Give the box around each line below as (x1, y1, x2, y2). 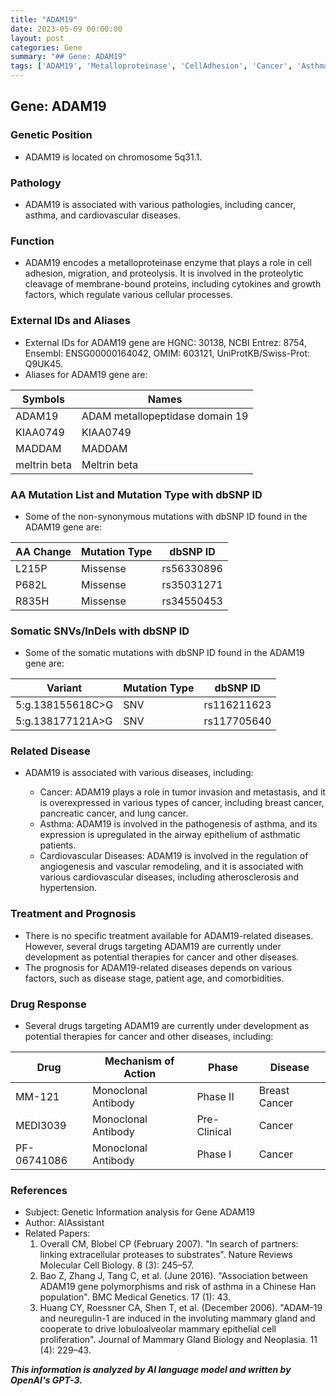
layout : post (10, 33, 65, 43)
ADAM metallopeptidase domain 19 (81, 409, 249, 423)
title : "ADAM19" (10, 14, 78, 25)
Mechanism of (104, 1054, 175, 1068)
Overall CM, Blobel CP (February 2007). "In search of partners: (39, 1238, 299, 1250)
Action (123, 1067, 157, 1081)
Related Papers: (24, 1227, 91, 1240)
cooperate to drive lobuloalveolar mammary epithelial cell (39, 1323, 277, 1335)
